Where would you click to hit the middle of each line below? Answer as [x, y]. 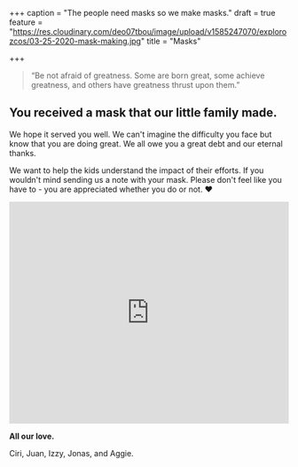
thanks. [23, 153]
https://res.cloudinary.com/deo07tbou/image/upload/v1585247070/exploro [150, 32]
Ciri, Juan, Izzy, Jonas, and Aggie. [72, 453]
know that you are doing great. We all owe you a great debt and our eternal [146, 143]
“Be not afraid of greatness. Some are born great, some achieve [148, 75]
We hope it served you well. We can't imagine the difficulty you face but [141, 134]
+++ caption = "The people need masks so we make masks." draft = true [142, 13]
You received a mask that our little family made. [143, 113]
